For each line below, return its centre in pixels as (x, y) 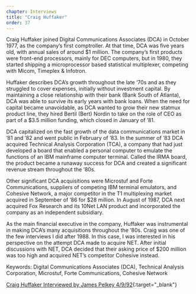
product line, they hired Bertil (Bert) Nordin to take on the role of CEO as (94, 114)
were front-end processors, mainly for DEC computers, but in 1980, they (94, 58)
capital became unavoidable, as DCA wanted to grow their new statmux (93, 108)
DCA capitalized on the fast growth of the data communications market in (96, 132)
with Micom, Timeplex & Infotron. (46, 71)
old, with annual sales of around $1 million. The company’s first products (94, 52)
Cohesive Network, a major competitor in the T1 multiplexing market (89, 194)
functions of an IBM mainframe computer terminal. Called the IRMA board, (97, 157)
